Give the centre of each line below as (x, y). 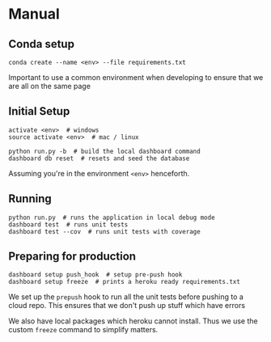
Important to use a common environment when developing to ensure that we (136, 77)
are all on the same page (50, 86)
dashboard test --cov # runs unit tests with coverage (104, 231)
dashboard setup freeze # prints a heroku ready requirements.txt (125, 282)
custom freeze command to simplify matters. (83, 330)
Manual (34, 14)
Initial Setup (39, 111)
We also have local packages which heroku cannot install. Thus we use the (133, 321)
